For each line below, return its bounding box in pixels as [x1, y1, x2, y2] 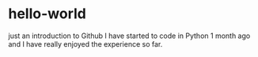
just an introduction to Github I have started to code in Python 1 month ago [8, 31, 251, 40]
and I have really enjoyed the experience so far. [8, 39, 163, 48]
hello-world [8, 5, 87, 23]
